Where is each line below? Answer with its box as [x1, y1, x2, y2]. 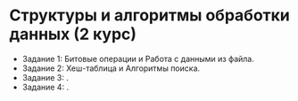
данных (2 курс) [9, 24, 137, 44]
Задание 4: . [21, 82, 70, 92]
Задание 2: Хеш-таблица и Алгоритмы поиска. [21, 63, 201, 74]
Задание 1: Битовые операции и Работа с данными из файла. [21, 53, 254, 64]
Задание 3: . [21, 72, 70, 82]
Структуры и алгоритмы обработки [9, 5, 290, 26]
